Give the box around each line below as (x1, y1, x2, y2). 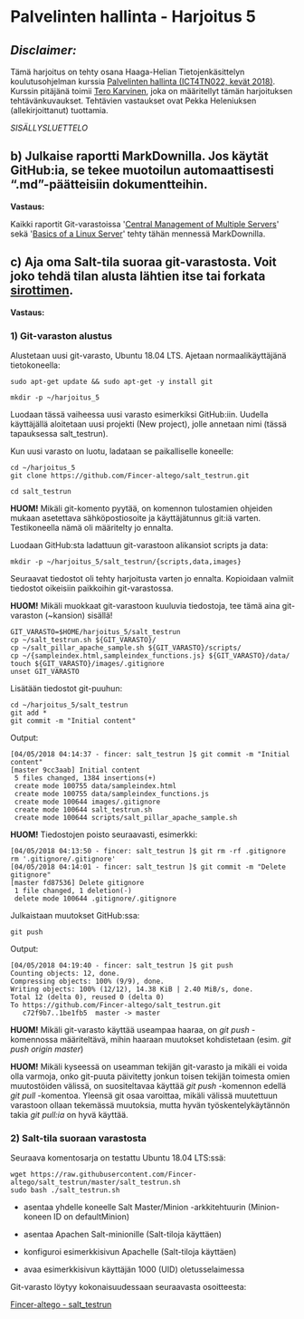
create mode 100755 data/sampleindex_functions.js (14, 789, 209, 798)
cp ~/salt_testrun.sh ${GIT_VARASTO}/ (10, 635, 157, 644)
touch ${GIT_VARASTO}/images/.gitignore (10, 659, 166, 668)
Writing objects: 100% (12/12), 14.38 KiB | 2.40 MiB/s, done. (10, 985, 254, 994)
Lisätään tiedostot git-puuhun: (10, 682, 123, 694)
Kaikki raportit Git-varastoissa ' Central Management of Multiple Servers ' (10, 218, 280, 229)
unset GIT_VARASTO (10, 667, 80, 676)
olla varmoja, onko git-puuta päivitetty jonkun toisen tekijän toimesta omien (10, 1071, 290, 1082)
